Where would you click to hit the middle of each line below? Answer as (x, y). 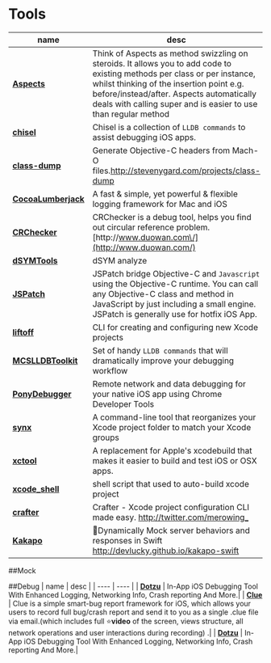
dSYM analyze (120, 260)
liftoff (23, 332)
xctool (25, 460)
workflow (110, 370)
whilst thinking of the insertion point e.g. (168, 83)
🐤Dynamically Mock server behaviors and (171, 530)
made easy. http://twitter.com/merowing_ (170, 517)
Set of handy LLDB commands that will (160, 350)
